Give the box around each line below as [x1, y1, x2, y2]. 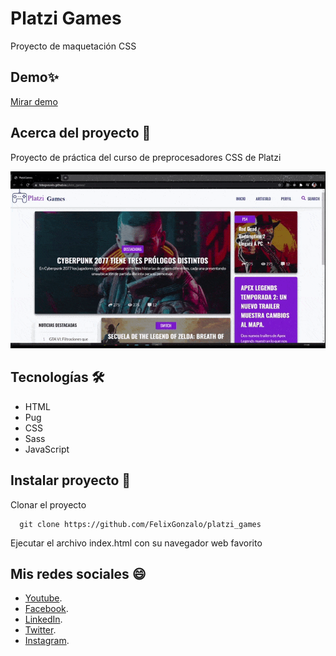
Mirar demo [10, 95, 58, 107]
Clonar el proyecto [10, 498, 87, 511]
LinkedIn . [24, 613, 63, 626]
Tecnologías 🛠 [10, 369, 105, 386]
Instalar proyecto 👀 [10, 472, 132, 489]
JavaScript [24, 443, 70, 455]
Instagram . [24, 635, 70, 647]
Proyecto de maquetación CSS [10, 40, 137, 52]
